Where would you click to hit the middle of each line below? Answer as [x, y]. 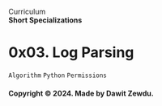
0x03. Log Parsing [71, 53]
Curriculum [27, 12]
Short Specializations [45, 20]
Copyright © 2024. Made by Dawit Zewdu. [81, 93]
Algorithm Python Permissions [58, 75]
